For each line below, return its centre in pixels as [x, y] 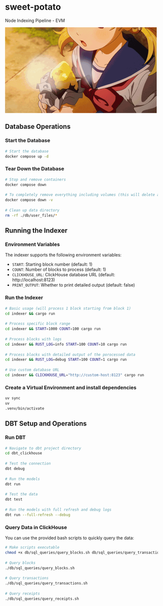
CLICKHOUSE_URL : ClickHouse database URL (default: [64, 275]
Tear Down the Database [35, 169]
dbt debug [15, 469]
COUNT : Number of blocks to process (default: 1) [59, 269]
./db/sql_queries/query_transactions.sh [47, 583]
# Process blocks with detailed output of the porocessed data [70, 355]
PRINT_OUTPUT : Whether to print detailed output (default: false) [73, 285]
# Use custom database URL [32, 370]
